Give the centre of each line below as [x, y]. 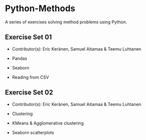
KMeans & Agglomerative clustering [48, 123]
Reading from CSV [30, 77]
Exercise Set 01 [29, 37]
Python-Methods [40, 9]
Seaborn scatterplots [33, 132]
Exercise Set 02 [29, 93]
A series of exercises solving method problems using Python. [66, 22]
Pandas [20, 58]
